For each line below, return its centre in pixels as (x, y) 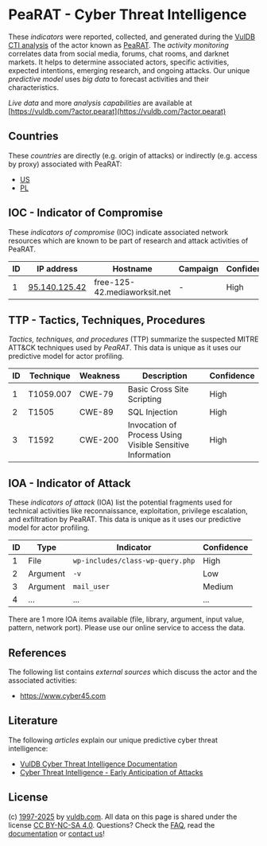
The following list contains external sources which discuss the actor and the (133, 672)
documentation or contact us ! (57, 833)
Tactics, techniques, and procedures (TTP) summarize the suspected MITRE (133, 339)
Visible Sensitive (158, 445)
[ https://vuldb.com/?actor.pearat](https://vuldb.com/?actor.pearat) (117, 111)
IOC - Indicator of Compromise (85, 213)
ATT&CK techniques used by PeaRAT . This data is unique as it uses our (125, 348)
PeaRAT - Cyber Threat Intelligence (128, 15)
